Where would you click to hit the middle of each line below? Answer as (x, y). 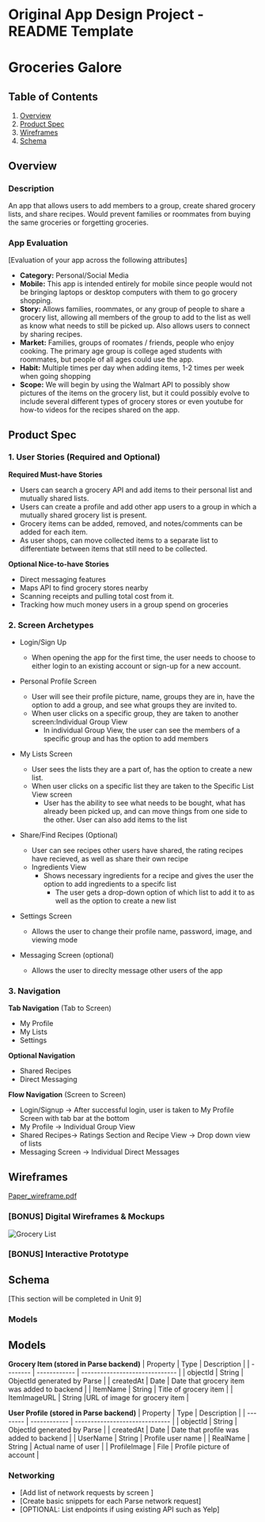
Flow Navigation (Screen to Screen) (67, 1095)
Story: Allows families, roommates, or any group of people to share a (132, 309)
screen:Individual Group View (79, 722)
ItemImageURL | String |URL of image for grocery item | (98, 1398)
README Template (71, 31)
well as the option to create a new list (115, 901)
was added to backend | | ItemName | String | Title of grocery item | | (121, 1389)
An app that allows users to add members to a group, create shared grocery (132, 205)
